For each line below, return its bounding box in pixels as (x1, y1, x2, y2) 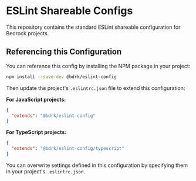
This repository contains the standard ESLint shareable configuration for (6, 24, 181, 31)
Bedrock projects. (6, 29, 49, 36)
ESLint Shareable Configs (6, 4, 133, 18)
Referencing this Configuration (6, 47, 122, 57)
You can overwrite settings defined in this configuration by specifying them (6, 162, 188, 169)
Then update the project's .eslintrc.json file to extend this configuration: (6, 84, 185, 92)
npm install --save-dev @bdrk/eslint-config (6, 73, 117, 80)
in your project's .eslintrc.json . (6, 167, 86, 175)
